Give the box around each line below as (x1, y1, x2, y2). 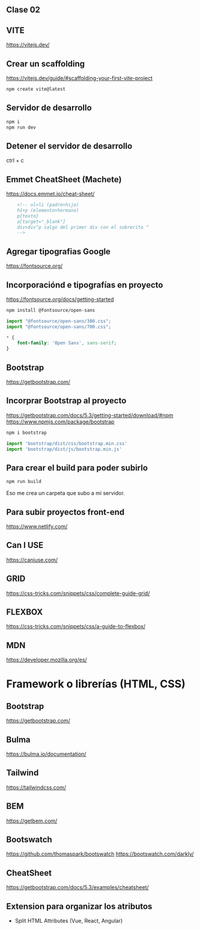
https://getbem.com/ (6, 817, 58, 824)
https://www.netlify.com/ (6, 523, 68, 530)
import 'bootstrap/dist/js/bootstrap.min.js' (6, 446, 122, 452)
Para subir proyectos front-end (6, 507, 125, 517)
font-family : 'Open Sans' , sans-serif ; (17, 340, 117, 346)
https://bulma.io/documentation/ (6, 750, 86, 758)
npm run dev (6, 124, 36, 130)
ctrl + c (6, 157, 24, 164)
